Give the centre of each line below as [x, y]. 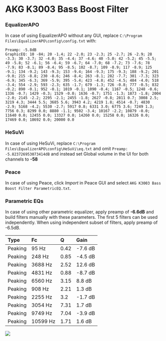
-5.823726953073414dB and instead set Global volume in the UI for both [77, 154]
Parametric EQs [24, 201]
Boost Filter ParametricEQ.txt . [38, 188]
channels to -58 [22, 159]
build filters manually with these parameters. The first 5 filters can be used [82, 217]
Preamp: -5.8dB [21, 50]
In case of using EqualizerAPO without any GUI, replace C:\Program [74, 35]
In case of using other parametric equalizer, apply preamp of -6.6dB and [80, 212]
